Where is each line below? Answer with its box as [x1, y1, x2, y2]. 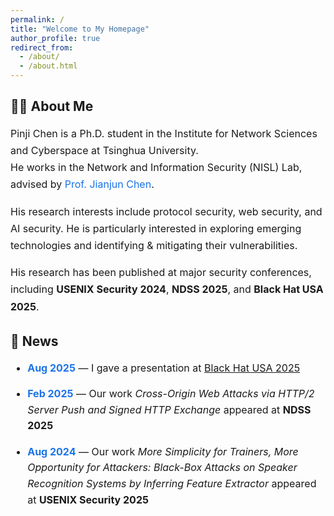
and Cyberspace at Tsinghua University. [10, 144, 199, 157]
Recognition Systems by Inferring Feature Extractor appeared [27, 477, 317, 491]
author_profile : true [10, 33, 101, 43]
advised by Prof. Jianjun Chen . [10, 177, 155, 191]
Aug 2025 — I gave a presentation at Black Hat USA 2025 [27, 361, 301, 375]
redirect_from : [10, 42, 74, 53]
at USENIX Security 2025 [27, 492, 149, 506]
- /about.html [19, 61, 78, 71]
